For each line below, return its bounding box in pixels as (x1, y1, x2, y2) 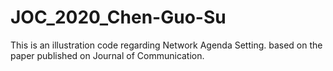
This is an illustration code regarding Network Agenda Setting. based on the (10, 39, 323, 51)
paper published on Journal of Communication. (10, 49, 205, 61)
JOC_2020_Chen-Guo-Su (10, 6, 227, 29)
